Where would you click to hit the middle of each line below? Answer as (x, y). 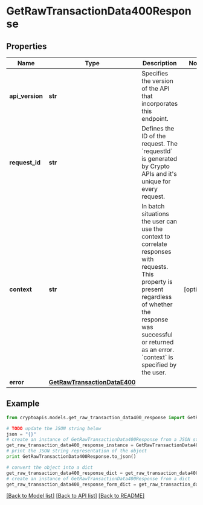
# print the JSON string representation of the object (77, 451)
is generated (159, 159)
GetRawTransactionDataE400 (92, 382)
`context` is (157, 357)
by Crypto (156, 166)
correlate (154, 244)
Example (23, 404)
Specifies (155, 73)
